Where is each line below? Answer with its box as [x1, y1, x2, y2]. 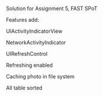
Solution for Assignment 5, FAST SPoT [6, 5, 98, 12]
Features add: [6, 16, 40, 23]
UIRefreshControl [6, 50, 48, 57]
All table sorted [6, 84, 42, 91]
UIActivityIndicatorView [6, 28, 63, 35]
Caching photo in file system [6, 73, 74, 80]
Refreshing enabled [6, 61, 54, 68]
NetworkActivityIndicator [6, 39, 66, 46]
